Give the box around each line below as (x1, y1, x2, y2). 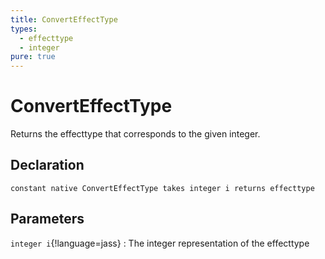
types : (10, 24, 38, 34)
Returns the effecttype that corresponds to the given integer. (10, 128, 261, 140)
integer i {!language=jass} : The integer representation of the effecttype (10, 237, 310, 249)
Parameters (10, 211, 85, 228)
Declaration (10, 157, 85, 174)
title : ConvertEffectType (10, 14, 118, 25)
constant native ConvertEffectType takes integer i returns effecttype (10, 183, 315, 193)
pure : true (10, 52, 56, 62)
